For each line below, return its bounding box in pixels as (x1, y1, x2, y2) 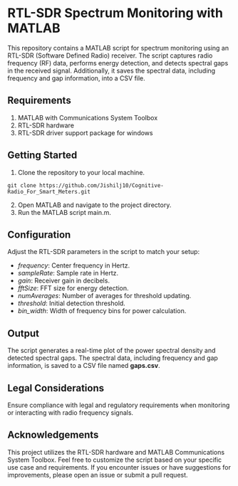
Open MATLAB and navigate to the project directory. (17, 201, 172, 209)
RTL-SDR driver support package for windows (17, 128, 153, 137)
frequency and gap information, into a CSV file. (7, 73, 146, 83)
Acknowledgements (7, 429, 99, 441)
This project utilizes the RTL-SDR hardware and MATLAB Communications (7, 448, 225, 456)
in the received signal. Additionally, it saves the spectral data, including (7, 66, 216, 75)
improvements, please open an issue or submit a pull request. (7, 470, 188, 479)
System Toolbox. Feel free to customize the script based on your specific (7, 455, 222, 464)
